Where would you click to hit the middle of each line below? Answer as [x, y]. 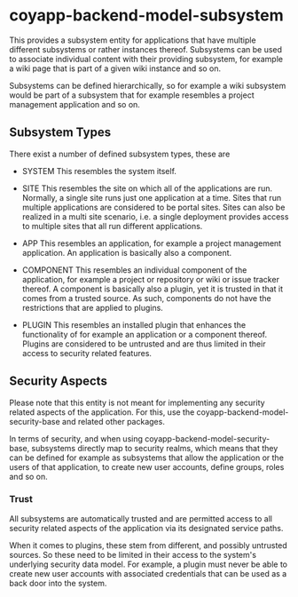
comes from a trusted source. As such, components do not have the [147, 298]
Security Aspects [59, 382]
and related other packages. [114, 421]
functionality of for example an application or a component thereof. [145, 334]
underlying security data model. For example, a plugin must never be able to [149, 564]
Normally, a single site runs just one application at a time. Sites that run [152, 197]
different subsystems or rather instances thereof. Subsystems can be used [145, 49]
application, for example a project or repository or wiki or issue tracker [150, 279]
